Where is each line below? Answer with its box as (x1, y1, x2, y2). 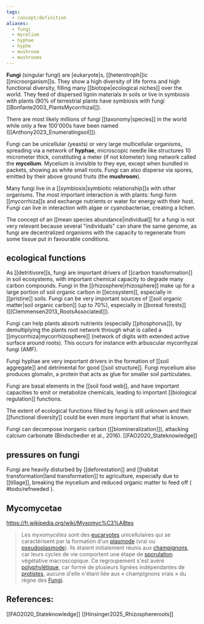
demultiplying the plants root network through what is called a (6, 326, 162, 333)
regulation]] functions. (6, 395, 62, 403)
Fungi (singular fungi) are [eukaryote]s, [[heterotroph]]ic (6, 71, 148, 78)
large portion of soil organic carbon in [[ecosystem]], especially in (6, 288, 172, 296)
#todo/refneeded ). (6, 485, 55, 493)
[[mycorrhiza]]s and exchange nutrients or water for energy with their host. (6, 197, 195, 205)
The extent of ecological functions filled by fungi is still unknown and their (6, 407, 192, 415)
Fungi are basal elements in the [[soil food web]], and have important (6, 382, 180, 390)
